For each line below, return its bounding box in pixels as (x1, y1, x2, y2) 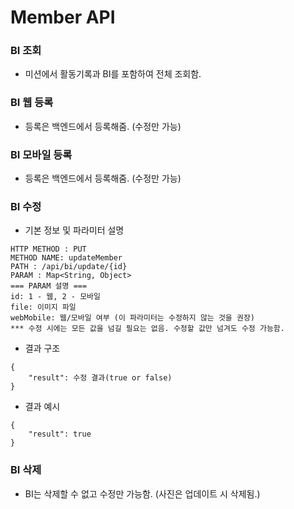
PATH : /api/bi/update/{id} (10, 262, 128, 272)
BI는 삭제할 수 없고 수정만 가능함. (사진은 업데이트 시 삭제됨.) (24, 487, 261, 500)
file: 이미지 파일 (10, 302, 77, 313)
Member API (10, 6, 116, 29)
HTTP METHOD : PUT (10, 244, 87, 255)
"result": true (28, 429, 92, 440)
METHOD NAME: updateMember (10, 253, 123, 263)
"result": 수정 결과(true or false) (28, 373, 173, 383)
